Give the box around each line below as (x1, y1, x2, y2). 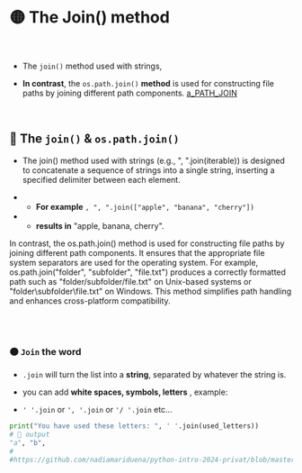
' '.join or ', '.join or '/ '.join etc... (22, 405, 173, 415)
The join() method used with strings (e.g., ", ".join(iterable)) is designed (22, 155, 286, 166)
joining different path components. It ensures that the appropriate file (9, 247, 265, 258)
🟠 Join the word (9, 345, 82, 358)
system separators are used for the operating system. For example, (9, 257, 259, 268)
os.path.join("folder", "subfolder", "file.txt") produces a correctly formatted (9, 267, 286, 277)
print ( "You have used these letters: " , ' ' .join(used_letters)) (9, 422, 259, 431)
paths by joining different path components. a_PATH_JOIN (22, 87, 238, 98)
